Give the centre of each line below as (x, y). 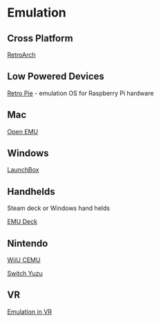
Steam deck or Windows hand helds (59, 208)
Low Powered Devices (56, 76)
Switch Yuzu (25, 274)
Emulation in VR (30, 312)
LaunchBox (23, 170)
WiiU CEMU (24, 260)
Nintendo (28, 243)
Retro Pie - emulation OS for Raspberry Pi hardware (80, 93)
